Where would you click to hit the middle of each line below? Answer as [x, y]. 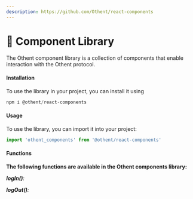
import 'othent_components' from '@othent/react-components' [84, 140]
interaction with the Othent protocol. [51, 64]
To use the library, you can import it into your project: [72, 128]
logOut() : [18, 189]
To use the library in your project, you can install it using [75, 91]
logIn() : [16, 178]
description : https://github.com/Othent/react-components [80, 12]
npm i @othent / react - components [46, 102]
